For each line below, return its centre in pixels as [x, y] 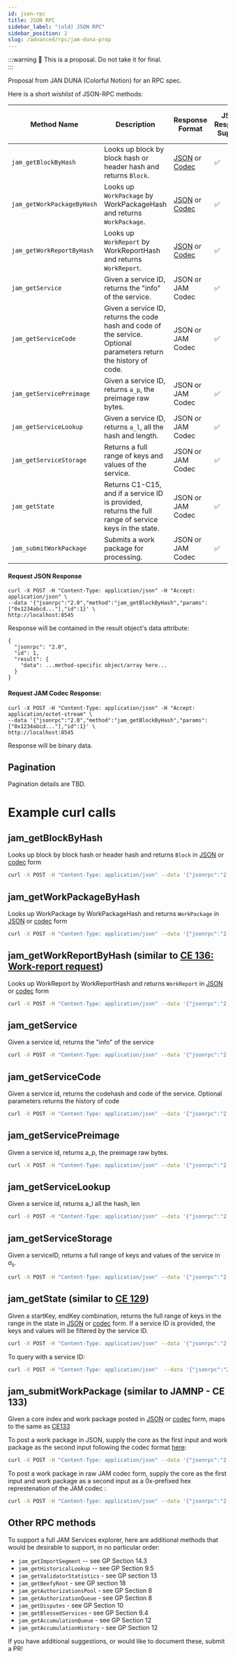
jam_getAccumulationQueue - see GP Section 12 [85, 1620]
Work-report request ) [56, 967]
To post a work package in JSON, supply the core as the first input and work [118, 1440]
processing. [123, 558]
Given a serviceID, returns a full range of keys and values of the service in [114, 1256]
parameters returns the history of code [64, 1101]
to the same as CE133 [39, 1427]
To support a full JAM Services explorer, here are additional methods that [113, 1540]
